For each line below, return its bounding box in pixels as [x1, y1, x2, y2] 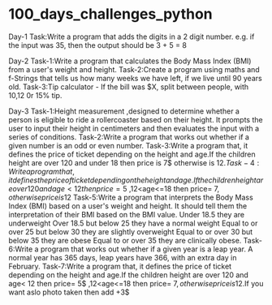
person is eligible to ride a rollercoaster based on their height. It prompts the [8, 114, 263, 124]
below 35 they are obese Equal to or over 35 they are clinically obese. [8, 235, 242, 245]
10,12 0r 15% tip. [8, 90, 63, 100]
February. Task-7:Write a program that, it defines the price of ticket [8, 261, 232, 271]
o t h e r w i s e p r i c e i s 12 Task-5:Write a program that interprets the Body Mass [8, 192, 253, 202]
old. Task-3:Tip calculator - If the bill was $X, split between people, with [8, 82, 249, 92]
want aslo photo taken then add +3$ [8, 287, 130, 297]
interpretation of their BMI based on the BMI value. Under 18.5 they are [8, 209, 245, 219]
